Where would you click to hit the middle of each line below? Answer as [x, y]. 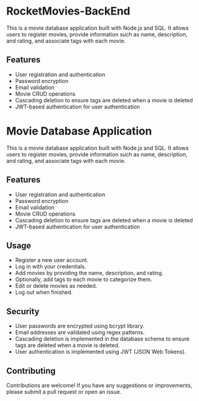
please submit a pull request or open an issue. [64, 391]
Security [23, 311]
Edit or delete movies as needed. [56, 286]
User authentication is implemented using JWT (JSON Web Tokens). [100, 352]
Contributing [31, 371]
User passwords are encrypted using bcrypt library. [79, 326]
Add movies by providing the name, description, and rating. [89, 273]
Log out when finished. [44, 293]
